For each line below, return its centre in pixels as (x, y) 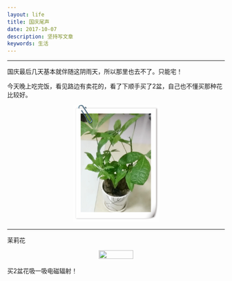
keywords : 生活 (28, 44)
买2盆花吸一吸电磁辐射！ (42, 271)
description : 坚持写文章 (40, 37)
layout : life (26, 14)
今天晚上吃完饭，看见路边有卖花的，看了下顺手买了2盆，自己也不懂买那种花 (115, 86)
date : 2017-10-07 (32, 29)
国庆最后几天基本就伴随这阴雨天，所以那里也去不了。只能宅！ (95, 72)
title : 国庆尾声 (28, 22)
